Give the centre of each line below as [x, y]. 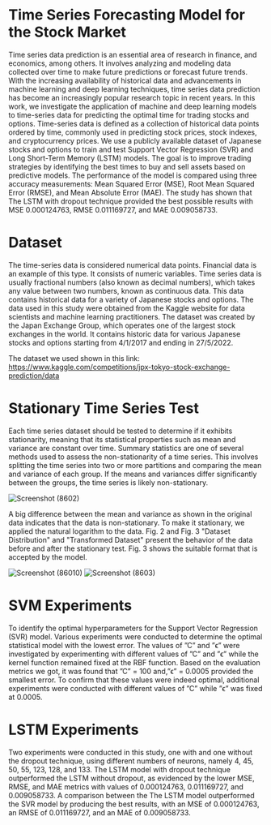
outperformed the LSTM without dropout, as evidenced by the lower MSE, [131, 778]
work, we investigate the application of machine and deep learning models [133, 106]
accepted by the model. [48, 556]
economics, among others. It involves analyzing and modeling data [120, 63]
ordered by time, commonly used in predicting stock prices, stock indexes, [133, 132]
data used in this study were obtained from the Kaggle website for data [127, 308]
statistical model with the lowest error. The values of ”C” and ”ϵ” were [124, 645]
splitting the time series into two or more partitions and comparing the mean [135, 465]
